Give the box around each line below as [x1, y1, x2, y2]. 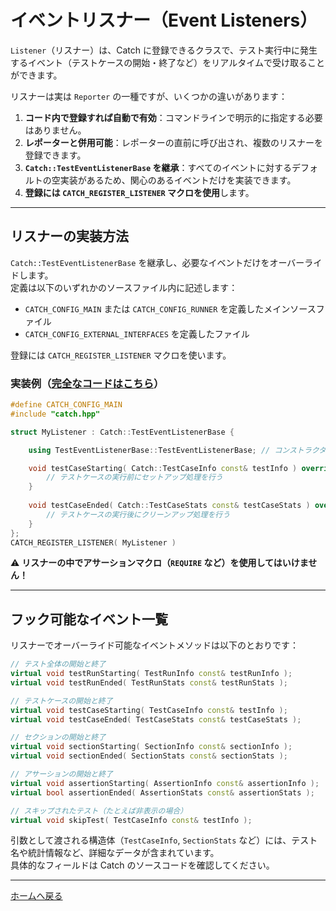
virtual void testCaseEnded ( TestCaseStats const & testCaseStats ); [10, 714, 302, 725]
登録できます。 [24, 149, 87, 161]
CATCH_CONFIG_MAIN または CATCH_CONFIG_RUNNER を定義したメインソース [24, 302, 317, 315]
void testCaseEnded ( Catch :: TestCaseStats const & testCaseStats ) [28, 501, 311, 511]
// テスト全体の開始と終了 [10, 659, 107, 670]
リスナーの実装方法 [10, 228, 129, 245]
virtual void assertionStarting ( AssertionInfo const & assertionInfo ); [10, 778, 320, 788]
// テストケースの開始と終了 [10, 696, 113, 706]
